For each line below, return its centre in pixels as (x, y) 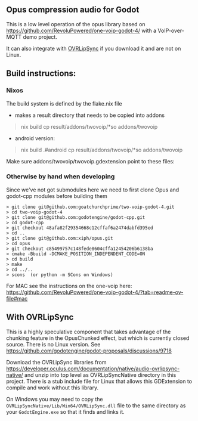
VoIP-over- (171, 30)
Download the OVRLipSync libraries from (56, 362)
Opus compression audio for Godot (73, 10)
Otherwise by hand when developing (61, 177)
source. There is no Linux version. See (53, 344)
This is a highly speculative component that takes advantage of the (89, 332)
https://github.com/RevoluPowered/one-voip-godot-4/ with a (81, 30)
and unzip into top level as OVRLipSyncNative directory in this (100, 374)
